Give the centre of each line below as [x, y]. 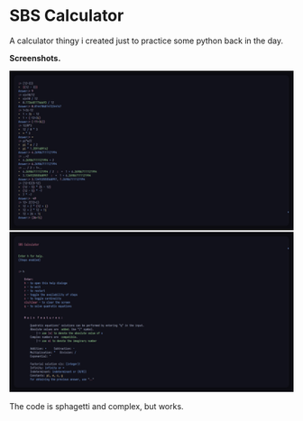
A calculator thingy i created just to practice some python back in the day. [147, 41]
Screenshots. [35, 58]
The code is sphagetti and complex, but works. [96, 406]
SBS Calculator [67, 16]
